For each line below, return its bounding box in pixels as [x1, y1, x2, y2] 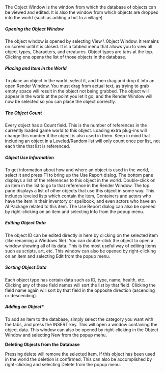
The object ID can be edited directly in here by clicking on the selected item [5, 232, 158, 238]
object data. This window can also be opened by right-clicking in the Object [5, 327, 159, 333]
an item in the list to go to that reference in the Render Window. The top [5, 182, 150, 188]
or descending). [5, 292, 38, 298]
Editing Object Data [5, 220, 46, 226]
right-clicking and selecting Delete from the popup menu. [5, 361, 121, 367]
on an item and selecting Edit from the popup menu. [5, 253, 110, 259]
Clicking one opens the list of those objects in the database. [5, 54, 127, 60]
